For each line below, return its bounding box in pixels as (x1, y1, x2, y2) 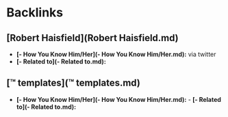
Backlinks (6, 5, 64, 21)
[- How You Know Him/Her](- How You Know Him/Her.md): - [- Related (16, 95, 222, 103)
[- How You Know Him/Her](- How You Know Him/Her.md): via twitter (16, 50, 216, 58)
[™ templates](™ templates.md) (6, 77, 141, 89)
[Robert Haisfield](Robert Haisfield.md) (6, 32, 179, 44)
